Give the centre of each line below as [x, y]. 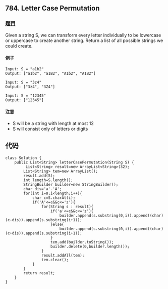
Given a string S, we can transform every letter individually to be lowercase [83, 35]
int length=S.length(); [48, 180]
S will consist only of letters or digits [50, 129]
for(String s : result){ [67, 207]
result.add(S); [39, 176]
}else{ [57, 224]
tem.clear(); [55, 260]
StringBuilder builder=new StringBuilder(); [71, 184]
